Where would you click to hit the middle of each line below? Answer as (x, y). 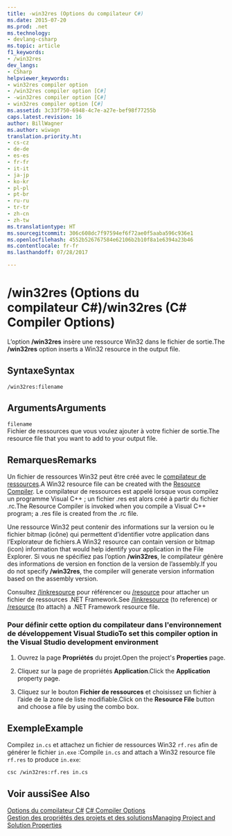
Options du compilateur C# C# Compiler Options (76, 810)
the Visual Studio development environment (83, 642)
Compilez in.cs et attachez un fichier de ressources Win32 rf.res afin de (113, 745)
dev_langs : (23, 65)
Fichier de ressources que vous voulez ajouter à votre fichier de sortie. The (114, 430)
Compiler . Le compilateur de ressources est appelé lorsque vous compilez (113, 492)
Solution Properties (35, 825)
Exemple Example (45, 729)
